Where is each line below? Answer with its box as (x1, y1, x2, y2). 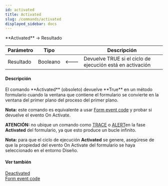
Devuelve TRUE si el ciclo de (83, 55, 151, 62)
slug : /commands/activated (5, 16, 61, 21)
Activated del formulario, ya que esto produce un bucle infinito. (5, 127, 136, 133)
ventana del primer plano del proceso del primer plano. (5, 97, 118, 103)
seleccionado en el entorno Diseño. (5, 147, 78, 153)
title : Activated (5, 12, 41, 17)
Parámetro (7, 47, 33, 54)
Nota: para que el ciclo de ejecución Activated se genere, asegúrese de (5, 137, 154, 143)
